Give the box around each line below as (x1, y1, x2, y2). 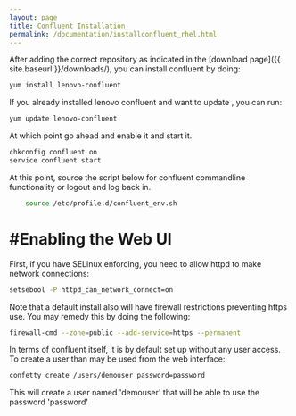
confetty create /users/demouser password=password (9, 371, 205, 380)
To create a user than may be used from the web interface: (9, 354, 226, 364)
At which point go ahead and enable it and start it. (9, 130, 193, 141)
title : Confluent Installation (9, 21, 126, 30)
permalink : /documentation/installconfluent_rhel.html (9, 29, 218, 38)
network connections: (9, 268, 90, 279)
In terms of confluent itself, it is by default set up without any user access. (9, 345, 281, 355)
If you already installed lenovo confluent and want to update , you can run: (9, 97, 283, 108)
